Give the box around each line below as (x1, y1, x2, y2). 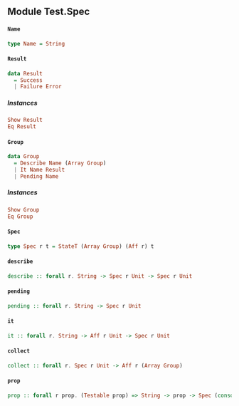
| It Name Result (14, 166, 65, 173)
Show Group (7, 206, 40, 213)
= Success (14, 76, 43, 84)
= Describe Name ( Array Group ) (14, 160, 107, 167)
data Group (7, 153, 40, 160)
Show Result (7, 117, 43, 124)
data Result (7, 70, 43, 77)
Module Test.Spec (7, 6, 90, 18)
